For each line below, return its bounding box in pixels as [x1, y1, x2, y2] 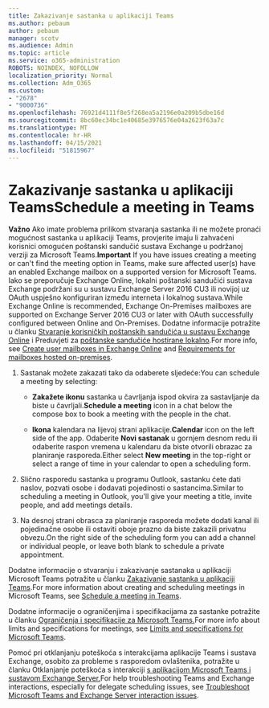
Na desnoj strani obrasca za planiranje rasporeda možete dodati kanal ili [19, 516, 259, 526]
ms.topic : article [8, 49, 70, 57]
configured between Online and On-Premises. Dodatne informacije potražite [8, 318, 261, 328]
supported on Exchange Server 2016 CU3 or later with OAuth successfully [8, 310, 254, 320]
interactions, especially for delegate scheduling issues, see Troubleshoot [8, 682, 251, 692]
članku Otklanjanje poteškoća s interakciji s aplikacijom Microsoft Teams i [8, 665, 251, 675]
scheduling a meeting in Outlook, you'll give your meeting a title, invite [19, 492, 253, 501]
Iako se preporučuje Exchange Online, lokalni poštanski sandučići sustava [8, 276, 253, 285]
